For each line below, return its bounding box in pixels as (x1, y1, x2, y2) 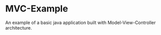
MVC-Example (5, 3, 68, 14)
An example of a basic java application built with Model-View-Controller (5, 19, 156, 25)
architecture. (5, 24, 32, 30)
